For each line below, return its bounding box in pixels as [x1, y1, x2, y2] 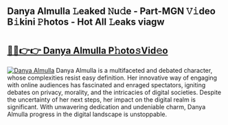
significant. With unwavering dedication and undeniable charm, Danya [7, 103, 206, 111]
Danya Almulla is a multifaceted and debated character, [56, 67, 213, 74]
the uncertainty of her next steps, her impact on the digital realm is [7, 95, 196, 104]
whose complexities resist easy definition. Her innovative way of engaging [7, 73, 218, 82]
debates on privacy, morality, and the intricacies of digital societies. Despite [7, 89, 222, 96]
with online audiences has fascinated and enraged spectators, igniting [7, 81, 206, 89]
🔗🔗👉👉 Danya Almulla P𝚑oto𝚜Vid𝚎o [7, 45, 168, 56]
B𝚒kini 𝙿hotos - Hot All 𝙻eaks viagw [7, 16, 165, 28]
